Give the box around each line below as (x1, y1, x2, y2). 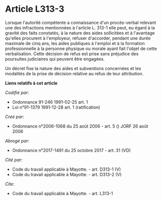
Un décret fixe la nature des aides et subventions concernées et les (5, 65, 141, 71)
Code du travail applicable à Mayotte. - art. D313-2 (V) (12, 171, 122, 177)
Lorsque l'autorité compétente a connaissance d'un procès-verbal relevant (5, 20, 157, 25)
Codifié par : (5, 89, 29, 95)
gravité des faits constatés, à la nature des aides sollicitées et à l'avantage (5, 30, 155, 36)
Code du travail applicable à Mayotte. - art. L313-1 (12, 190, 114, 196)
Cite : (5, 181, 15, 187)
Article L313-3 (5, 3, 65, 15)
